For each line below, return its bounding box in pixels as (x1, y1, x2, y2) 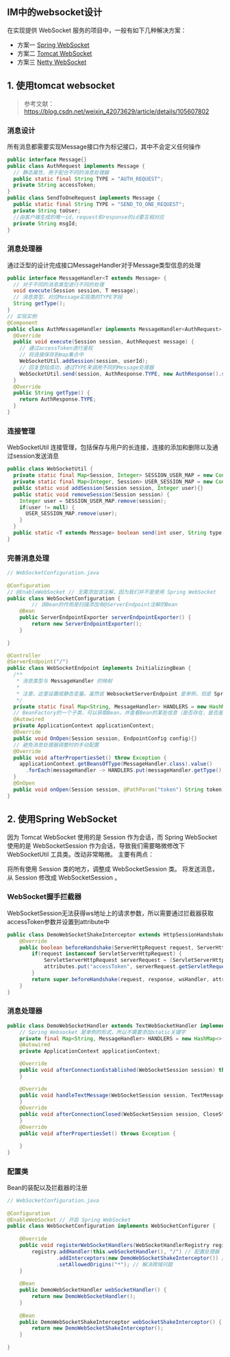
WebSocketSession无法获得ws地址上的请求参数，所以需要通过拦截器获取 (7, 909, 214, 917)
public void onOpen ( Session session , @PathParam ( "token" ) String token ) (13, 786, 225, 793)
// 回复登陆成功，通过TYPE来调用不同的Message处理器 (19, 363, 154, 371)
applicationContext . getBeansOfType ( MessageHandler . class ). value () (19, 761, 213, 767)
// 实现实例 (7, 313, 38, 319)
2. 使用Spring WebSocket (7, 814, 118, 825)
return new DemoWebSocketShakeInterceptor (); (31, 1325, 164, 1332)
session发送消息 (12, 452, 60, 460)
